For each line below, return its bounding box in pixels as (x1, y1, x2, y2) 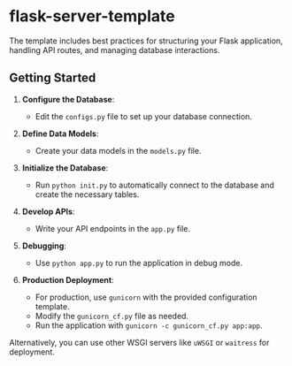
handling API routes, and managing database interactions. (9, 44, 220, 55)
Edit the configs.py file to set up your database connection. (35, 111, 252, 121)
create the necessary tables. (35, 188, 140, 200)
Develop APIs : (21, 206, 75, 217)
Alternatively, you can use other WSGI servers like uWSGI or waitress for (9, 337, 270, 347)
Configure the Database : (21, 94, 115, 104)
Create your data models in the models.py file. (35, 145, 202, 156)
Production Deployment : (21, 274, 114, 285)
